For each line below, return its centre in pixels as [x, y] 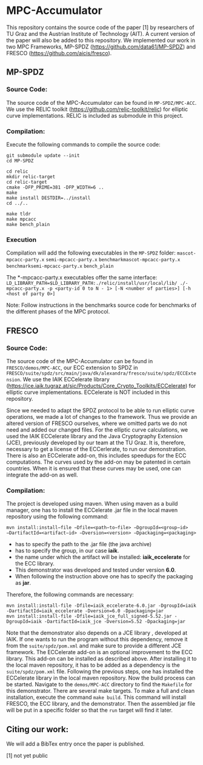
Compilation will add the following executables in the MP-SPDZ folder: [91, 253]
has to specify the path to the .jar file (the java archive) [83, 544]
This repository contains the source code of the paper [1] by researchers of [100, 27]
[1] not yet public [27, 756]
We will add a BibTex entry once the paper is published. [75, 744]
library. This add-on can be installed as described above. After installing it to [101, 659]
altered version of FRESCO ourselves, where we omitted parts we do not [97, 423]
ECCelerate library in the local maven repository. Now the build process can [101, 678]
